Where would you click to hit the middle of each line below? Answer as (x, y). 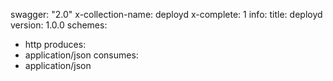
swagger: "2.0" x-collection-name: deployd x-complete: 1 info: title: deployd (166, 14)
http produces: (55, 44)
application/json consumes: (81, 55)
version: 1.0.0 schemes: (59, 25)
